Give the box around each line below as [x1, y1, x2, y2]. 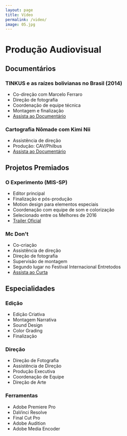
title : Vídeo [5, 12, 33, 17]
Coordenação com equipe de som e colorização [12, 207, 115, 213]
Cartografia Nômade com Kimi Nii [5, 126, 91, 133]
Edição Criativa [12, 311, 45, 318]
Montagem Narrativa [12, 316, 57, 323]
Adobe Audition [12, 420, 46, 426]
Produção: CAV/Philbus [12, 143, 62, 149]
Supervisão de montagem [12, 259, 68, 265]
